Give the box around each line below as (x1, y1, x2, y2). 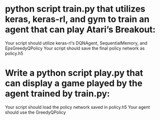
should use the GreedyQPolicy (5, 109, 66, 115)
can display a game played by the (5, 78, 142, 89)
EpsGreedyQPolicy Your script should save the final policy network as (5, 45, 145, 51)
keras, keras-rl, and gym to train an (5, 14, 150, 25)
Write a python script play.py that (5, 68, 143, 79)
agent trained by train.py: (5, 88, 110, 99)
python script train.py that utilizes (5, 3, 145, 15)
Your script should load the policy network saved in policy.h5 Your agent (5, 104, 150, 110)
